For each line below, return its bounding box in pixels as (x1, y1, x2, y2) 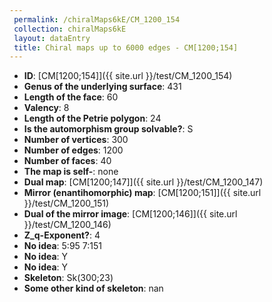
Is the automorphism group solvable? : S (23, 123, 194, 135)
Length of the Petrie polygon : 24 (23, 112, 162, 125)
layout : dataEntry (13, 33, 91, 43)
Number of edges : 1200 (23, 144, 124, 156)
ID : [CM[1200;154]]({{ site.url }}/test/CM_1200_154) (23, 70, 233, 82)
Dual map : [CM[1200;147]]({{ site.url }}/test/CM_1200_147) (23, 176, 264, 188)
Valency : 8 (23, 102, 70, 114)
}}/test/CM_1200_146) (23, 219, 112, 231)
